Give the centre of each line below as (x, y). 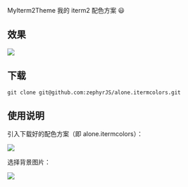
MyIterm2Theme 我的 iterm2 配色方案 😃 (66, 10)
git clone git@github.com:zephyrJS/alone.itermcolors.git (94, 92)
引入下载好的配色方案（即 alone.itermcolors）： (75, 134)
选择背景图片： (29, 162)
